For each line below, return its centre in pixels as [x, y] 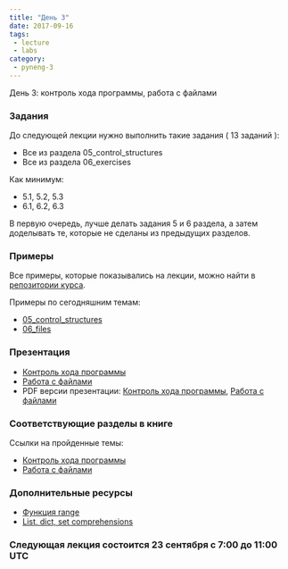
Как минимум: [37, 180]
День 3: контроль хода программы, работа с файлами [113, 92]
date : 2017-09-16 [41, 26]
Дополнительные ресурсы [71, 492]
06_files [37, 329]
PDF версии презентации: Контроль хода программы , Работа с [143, 390]
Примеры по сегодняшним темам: [75, 302]
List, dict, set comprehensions [78, 522]
